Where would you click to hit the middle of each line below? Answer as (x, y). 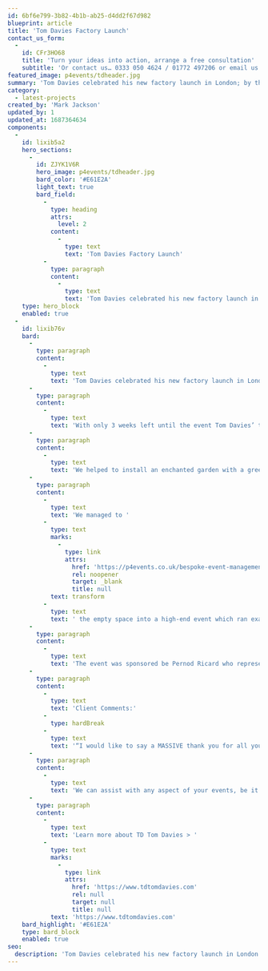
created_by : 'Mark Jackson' (54, 105)
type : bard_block (51, 932)
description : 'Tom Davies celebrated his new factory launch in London (137, 954)
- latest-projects (46, 98)
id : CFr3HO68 (44, 53)
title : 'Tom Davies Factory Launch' (68, 30)
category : (24, 90)
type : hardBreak (77, 723)
